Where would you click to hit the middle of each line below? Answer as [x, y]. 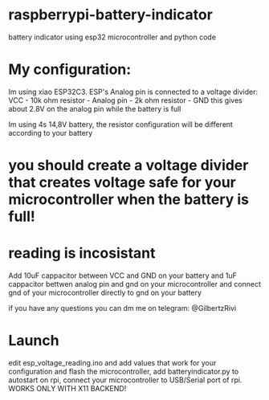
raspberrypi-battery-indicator [110, 15]
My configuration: [70, 69]
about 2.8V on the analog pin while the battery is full [95, 108]
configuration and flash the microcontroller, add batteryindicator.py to [124, 371]
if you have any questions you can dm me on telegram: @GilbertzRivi [122, 308]
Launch [34, 341]
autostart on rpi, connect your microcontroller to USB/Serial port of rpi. [125, 380]
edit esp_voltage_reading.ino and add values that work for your [112, 362]
